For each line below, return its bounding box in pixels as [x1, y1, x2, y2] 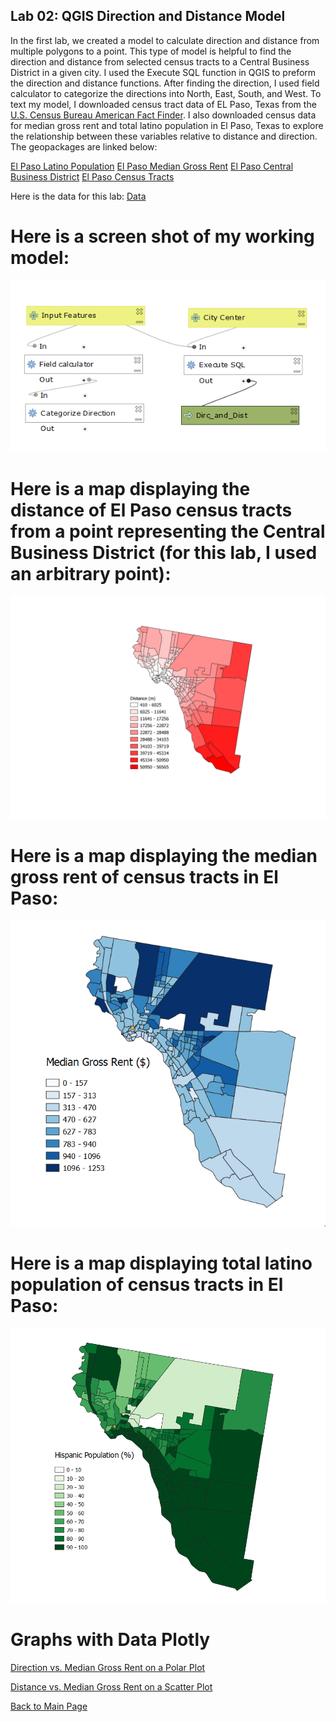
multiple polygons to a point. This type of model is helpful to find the [10, 45, 292, 57]
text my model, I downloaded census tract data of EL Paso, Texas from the [10, 98, 317, 110]
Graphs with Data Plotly [10, 1629, 211, 1651]
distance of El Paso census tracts [10, 499, 293, 521]
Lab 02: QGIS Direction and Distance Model [10, 8, 286, 25]
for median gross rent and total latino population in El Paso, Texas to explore [10, 119, 324, 131]
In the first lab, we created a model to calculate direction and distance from [10, 34, 320, 46]
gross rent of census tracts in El [10, 865, 279, 888]
